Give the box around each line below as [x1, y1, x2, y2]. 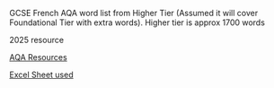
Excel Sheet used [9, 69, 74, 80]
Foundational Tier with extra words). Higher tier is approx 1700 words [9, 17, 265, 28]
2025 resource [9, 35, 65, 45]
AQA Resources [9, 52, 67, 62]
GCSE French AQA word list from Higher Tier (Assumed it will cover [9, 8, 259, 18]
